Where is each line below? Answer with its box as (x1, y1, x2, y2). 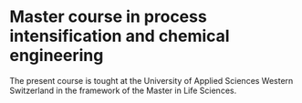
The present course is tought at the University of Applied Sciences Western (9, 75, 294, 86)
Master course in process (9, 6, 207, 27)
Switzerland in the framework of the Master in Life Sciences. (9, 85, 237, 96)
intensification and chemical (9, 26, 230, 46)
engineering (9, 46, 104, 66)
